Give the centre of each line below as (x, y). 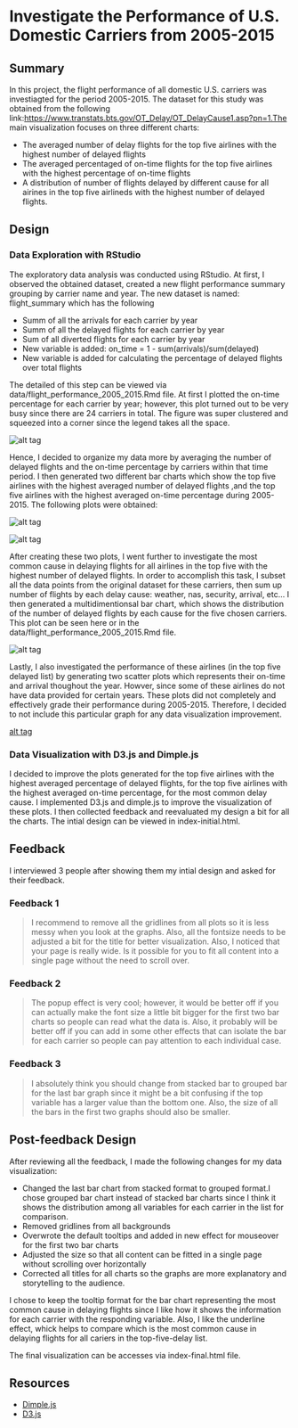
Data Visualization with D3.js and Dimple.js (104, 754)
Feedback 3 (35, 1064)
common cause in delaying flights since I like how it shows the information (145, 1309)
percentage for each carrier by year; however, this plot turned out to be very (149, 404)
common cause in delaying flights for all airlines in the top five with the (139, 566)
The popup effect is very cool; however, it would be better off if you (154, 1003)
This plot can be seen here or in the (74, 622)
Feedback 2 (35, 984)
